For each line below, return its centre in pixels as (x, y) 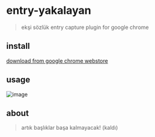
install (18, 46)
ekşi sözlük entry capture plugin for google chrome (85, 27)
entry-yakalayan (49, 11)
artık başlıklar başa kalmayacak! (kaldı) (69, 128)
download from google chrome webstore (57, 60)
